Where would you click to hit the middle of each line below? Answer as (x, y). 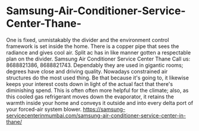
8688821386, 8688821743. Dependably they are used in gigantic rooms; (95, 65)
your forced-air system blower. (44, 109)
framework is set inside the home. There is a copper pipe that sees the (93, 46)
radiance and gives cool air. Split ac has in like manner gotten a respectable (99, 52)
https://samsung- (104, 109)
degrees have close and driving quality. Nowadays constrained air (87, 71)
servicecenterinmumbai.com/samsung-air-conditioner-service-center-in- (96, 115)
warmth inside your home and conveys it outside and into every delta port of (100, 103)
